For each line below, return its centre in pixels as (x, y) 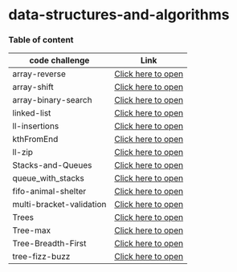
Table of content (41, 40)
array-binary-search (52, 100)
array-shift (33, 87)
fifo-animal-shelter (49, 192)
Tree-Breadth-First (49, 244)
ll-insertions (36, 126)
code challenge (59, 60)
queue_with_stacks (48, 178)
